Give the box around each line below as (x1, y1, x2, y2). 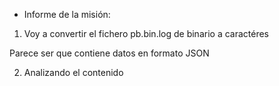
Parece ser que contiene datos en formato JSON (9, 47, 210, 59)
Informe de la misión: (23, 9, 111, 20)
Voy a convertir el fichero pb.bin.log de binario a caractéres (23, 28, 269, 39)
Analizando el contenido (23, 67, 124, 78)
